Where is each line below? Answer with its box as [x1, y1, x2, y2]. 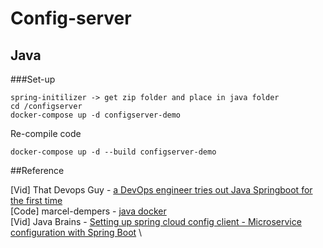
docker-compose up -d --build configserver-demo [10, 147, 217, 157]
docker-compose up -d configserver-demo [10, 110, 182, 120]
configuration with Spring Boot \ [10, 227, 143, 238]
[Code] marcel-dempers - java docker [10, 205, 167, 217]
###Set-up [10, 73, 56, 85]
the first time [10, 195, 63, 206]
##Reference [10, 165, 65, 176]
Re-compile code [10, 128, 82, 139]
